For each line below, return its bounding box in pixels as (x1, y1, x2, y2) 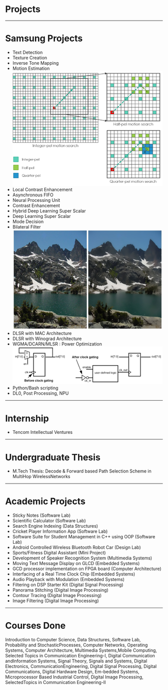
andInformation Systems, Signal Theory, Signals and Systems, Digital (5, 658, 147, 664)
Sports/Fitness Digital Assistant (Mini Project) (12, 550, 106, 556)
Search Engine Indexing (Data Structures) (12, 523, 98, 529)
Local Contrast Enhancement (12, 187, 72, 193)
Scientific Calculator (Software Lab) (12, 518, 86, 524)
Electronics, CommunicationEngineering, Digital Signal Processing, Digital (5, 663, 157, 669)
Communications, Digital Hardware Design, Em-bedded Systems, (5, 669, 139, 675)
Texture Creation (12, 54, 47, 61)
